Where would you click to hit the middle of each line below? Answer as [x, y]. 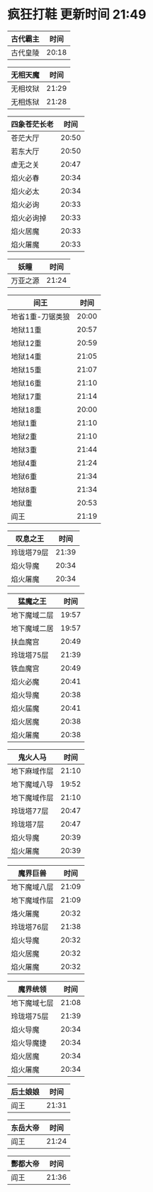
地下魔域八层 [33, 887]
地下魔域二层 [33, 615]
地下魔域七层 [33, 1003]
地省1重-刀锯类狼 [40, 316]
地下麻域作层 [33, 770]
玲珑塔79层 [30, 552]
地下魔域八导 [33, 784]
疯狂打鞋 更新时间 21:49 [77, 15]
